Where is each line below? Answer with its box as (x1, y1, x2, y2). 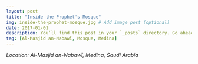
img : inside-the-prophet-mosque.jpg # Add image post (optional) (6, 19, 170, 25)
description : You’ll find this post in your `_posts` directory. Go (6, 30, 178, 36)
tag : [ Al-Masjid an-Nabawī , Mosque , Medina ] (6, 35, 117, 41)
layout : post (6, 8, 38, 15)
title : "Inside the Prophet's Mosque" (6, 14, 101, 20)
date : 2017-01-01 (6, 24, 49, 31)
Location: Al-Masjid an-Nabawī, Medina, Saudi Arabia (6, 52, 138, 58)
